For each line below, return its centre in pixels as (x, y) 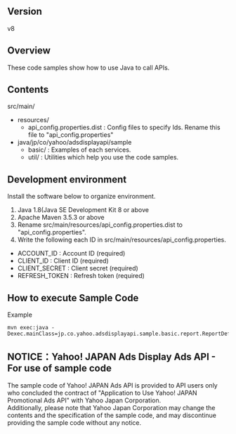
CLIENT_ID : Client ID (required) (63, 261)
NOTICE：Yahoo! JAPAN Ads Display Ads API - (112, 357)
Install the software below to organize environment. (81, 197)
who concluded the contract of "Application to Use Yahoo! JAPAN (103, 393)
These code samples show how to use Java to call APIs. (88, 67)
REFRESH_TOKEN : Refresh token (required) (81, 276)
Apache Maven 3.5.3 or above (61, 218)
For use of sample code (60, 368)
